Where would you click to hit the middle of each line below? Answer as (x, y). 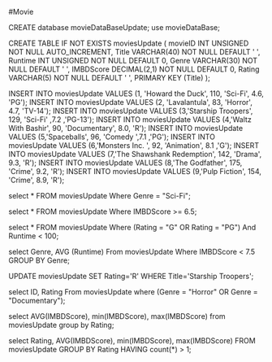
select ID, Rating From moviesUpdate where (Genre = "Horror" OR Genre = (133, 292)
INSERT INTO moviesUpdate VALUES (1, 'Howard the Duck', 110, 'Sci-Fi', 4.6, (136, 94)
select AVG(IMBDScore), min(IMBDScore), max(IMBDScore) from (117, 316)
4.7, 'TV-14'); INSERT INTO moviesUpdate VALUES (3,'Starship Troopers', (131, 111)
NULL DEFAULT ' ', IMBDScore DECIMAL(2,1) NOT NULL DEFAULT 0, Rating (134, 69)
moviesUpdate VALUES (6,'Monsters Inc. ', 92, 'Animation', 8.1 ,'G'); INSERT (134, 145)
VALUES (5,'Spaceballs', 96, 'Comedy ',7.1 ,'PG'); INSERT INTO (112, 137)
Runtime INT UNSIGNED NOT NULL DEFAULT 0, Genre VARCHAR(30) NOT (133, 61)
